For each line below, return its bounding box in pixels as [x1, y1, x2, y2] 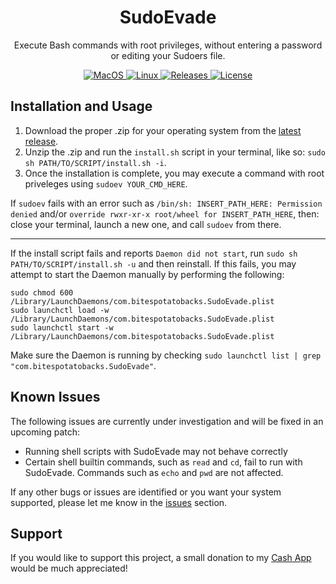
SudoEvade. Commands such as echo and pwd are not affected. [24, 466, 284, 478]
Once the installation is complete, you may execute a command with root [24, 167, 325, 179]
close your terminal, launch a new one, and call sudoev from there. [10, 218, 282, 230]
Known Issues [10, 389, 101, 406]
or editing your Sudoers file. [110, 49, 226, 61]
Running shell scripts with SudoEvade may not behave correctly [24, 445, 288, 457]
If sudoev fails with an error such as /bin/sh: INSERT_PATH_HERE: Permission [10, 197, 323, 209]
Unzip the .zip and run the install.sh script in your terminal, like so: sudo [24, 146, 326, 158]
